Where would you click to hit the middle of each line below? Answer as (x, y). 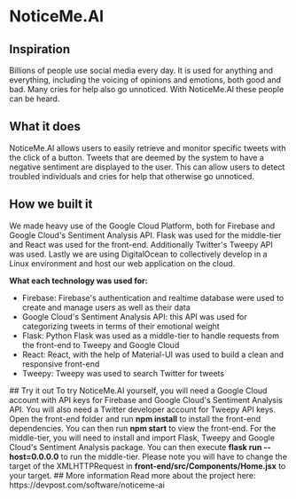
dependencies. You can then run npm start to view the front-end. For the (143, 428)
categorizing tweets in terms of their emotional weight (121, 326)
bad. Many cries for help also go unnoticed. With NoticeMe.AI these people (147, 89)
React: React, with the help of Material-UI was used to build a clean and (153, 354)
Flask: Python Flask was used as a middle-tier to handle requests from (150, 336)
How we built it (51, 205)
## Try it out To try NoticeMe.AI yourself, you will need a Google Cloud (138, 390)
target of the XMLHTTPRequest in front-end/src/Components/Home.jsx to (148, 466)
